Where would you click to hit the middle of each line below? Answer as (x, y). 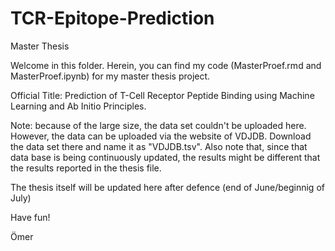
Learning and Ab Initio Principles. (78, 106)
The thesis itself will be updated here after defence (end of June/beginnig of (167, 187)
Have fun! (30, 217)
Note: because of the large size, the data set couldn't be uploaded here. (158, 125)
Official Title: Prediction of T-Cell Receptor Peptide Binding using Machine (162, 95)
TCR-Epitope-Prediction (112, 18)
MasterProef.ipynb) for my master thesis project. (110, 76)
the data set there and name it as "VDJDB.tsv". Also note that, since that (159, 146)
